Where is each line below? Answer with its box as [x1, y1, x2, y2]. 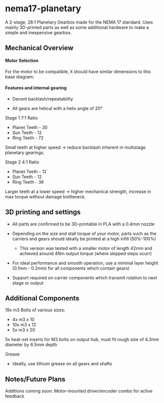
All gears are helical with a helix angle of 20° [12, 105, 103, 111]
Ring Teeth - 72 [12, 134, 44, 140]
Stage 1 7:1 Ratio [5, 115, 38, 121]
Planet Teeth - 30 [12, 124, 48, 130]
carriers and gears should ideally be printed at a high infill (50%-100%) [12, 236, 156, 242]
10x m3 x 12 [12, 322, 36, 328]
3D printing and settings [5, 208, 81, 216]
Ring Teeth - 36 [12, 179, 44, 185]
